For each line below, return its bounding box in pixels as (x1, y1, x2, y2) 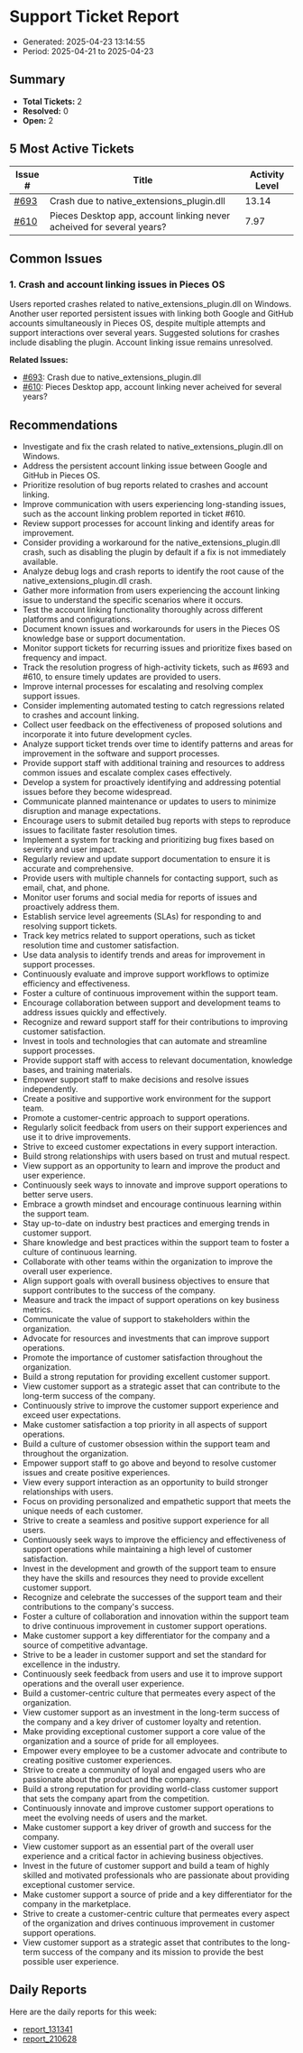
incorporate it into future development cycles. (22, 729, 192, 740)
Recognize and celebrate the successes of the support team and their (22, 1592, 282, 1603)
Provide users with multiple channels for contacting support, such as (22, 873, 279, 883)
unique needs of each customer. (22, 1505, 143, 1517)
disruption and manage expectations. (22, 806, 161, 817)
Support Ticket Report (9, 6, 179, 27)
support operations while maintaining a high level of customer (22, 1544, 252, 1555)
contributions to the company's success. (22, 1602, 174, 1613)
